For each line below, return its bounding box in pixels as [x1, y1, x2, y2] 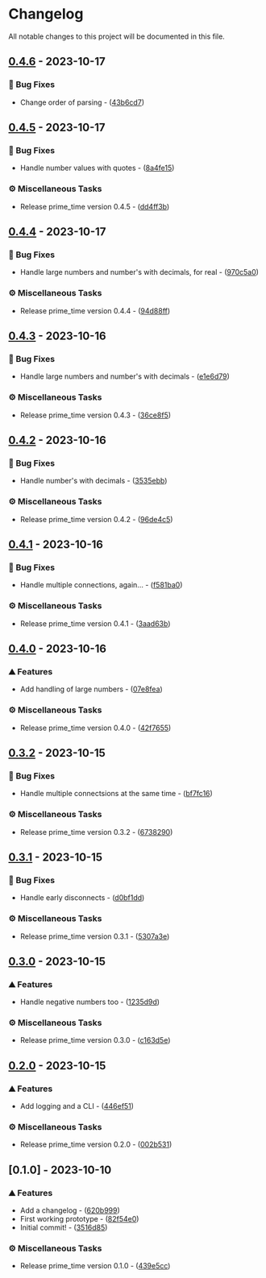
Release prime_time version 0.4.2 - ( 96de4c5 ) [19, 514, 173, 524]
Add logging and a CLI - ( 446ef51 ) [19, 1102, 135, 1111]
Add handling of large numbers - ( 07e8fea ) [19, 684, 163, 694]
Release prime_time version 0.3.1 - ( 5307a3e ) [19, 932, 170, 941]
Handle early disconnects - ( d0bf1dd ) [19, 893, 145, 902]
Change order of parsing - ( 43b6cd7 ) [19, 98, 145, 107]
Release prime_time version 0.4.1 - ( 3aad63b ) [19, 618, 171, 629]
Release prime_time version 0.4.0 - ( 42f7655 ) [19, 723, 172, 732]
